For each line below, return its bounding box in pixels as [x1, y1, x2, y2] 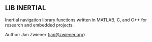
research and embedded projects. [5, 22, 74, 28]
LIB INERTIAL [5, 4, 46, 12]
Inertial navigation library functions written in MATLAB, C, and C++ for [5, 17, 147, 22]
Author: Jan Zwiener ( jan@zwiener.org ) [5, 31, 85, 37]
